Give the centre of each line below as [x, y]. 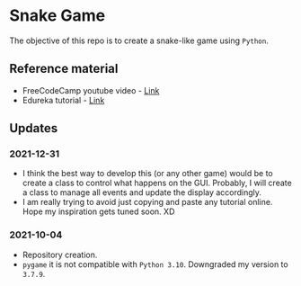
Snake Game [58, 16]
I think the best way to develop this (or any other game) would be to [147, 174]
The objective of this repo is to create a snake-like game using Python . [139, 40]
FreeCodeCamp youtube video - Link [91, 90]
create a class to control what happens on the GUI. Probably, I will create [157, 183]
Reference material [64, 69]
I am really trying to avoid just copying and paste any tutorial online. [147, 202]
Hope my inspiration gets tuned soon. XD [98, 211]
